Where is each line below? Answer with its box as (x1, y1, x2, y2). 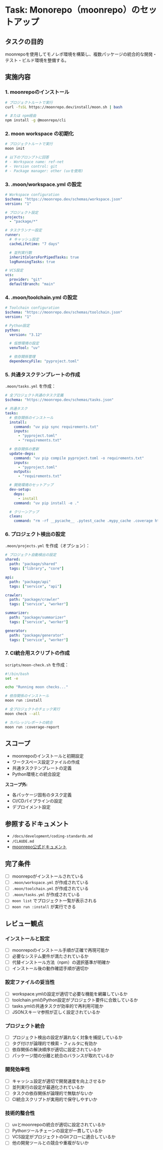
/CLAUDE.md (12, 839, 34, 844)
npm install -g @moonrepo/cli (5, 118, 66, 123)
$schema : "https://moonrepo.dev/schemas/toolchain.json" (5, 310, 123, 315)
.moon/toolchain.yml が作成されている (12, 885, 89, 891)
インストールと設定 (5, 935, 50, 942)
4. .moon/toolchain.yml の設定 (5, 294, 78, 301)
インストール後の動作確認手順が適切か (12, 966, 89, 972)
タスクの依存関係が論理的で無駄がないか (12, 1090, 93, 1096)
